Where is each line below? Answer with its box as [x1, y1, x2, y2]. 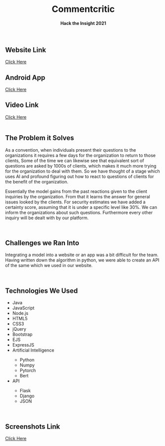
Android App [5, 73, 46, 82]
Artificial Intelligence [12, 347, 55, 354]
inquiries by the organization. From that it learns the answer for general [5, 193, 150, 199]
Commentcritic [52, 3, 115, 15]
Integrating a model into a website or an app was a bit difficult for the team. [5, 252, 159, 258]
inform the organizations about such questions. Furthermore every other [5, 209, 153, 215]
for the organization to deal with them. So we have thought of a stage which [5, 168, 160, 174]
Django [19, 393, 35, 399]
